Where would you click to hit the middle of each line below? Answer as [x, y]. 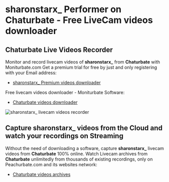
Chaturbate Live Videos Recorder [59, 50]
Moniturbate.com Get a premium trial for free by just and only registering [81, 67]
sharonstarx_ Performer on [63, 9]
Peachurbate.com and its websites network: [51, 164]
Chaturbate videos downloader [45, 102]
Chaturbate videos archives [42, 174]
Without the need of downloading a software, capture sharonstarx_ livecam [84, 148]
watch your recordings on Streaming [64, 136]
